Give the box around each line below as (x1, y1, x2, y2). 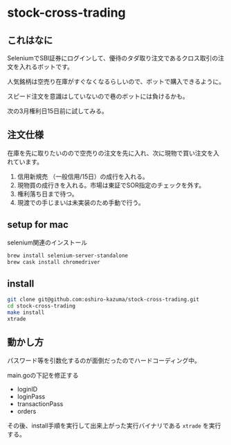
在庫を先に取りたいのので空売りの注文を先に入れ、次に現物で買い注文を (7, 149, 214, 157)
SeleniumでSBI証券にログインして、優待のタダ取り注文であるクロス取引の (7, 54, 219, 62)
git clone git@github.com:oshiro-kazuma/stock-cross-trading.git (7, 296, 199, 303)
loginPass (17, 392, 46, 401)
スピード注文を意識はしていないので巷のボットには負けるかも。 (7, 92, 189, 100)
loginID (17, 385, 38, 393)
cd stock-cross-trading (7, 303, 76, 310)
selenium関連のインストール (7, 238, 88, 246)
